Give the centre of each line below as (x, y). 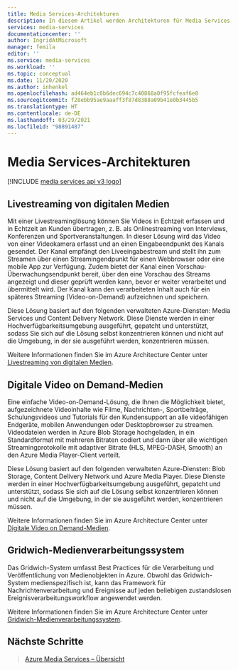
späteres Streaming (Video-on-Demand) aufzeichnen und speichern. (108, 297)
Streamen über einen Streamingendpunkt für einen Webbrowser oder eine (116, 259)
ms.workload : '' (31, 67)
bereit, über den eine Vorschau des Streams (146, 274)
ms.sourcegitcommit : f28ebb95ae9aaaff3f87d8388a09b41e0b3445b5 (103, 100)
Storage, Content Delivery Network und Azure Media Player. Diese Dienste (116, 476)
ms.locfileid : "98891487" (45, 127)
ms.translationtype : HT (43, 107)
